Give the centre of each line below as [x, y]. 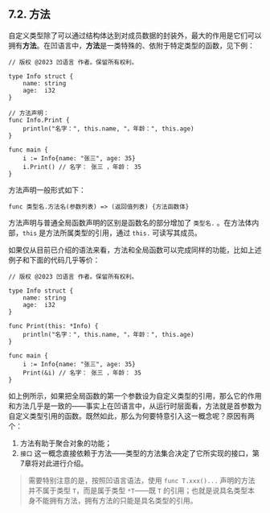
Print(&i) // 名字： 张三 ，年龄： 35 [82, 373]
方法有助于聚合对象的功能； [66, 443]
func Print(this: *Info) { [53, 326]
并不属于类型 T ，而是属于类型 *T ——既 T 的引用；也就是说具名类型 [138, 490]
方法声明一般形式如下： [47, 190]
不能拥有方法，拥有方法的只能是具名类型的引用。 [116, 500]
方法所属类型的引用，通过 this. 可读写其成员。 [124, 233]
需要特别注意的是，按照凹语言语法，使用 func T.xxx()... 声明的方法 [141, 480]
